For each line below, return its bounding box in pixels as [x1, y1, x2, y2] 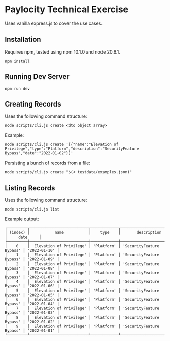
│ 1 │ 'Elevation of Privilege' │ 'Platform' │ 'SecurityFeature [5, 252, 159, 258]
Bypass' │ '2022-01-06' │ [5, 284, 59, 289]
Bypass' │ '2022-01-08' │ [5, 266, 59, 271]
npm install [5, 59, 30, 64]
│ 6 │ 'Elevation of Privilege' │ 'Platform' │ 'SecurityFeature [5, 297, 159, 302]
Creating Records [5, 99, 61, 108]
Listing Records [5, 183, 55, 192]
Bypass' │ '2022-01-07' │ [5, 275, 59, 280]
